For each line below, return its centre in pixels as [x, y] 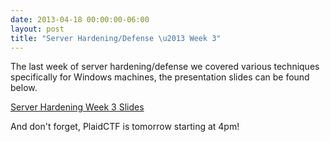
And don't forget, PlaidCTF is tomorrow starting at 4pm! [125, 127]
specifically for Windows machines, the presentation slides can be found [160, 77]
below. [24, 88]
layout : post [37, 29]
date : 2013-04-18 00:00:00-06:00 [80, 19]
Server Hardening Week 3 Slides [77, 107]
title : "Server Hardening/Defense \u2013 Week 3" [116, 38]
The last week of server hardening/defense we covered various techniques [165, 67]
